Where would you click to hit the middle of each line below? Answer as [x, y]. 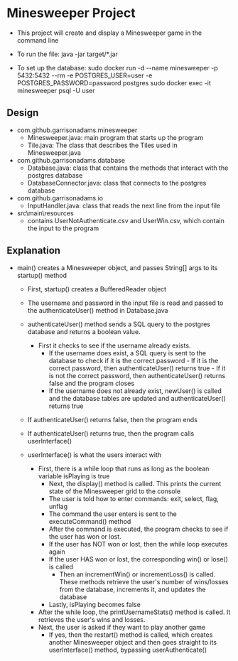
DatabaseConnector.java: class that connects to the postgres [117, 183]
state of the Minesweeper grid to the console [115, 491]
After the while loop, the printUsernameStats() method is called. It [134, 612]
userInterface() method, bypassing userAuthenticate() [128, 650]
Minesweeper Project [71, 13]
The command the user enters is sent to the [113, 514]
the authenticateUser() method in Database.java [98, 310]
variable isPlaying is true [74, 476]
